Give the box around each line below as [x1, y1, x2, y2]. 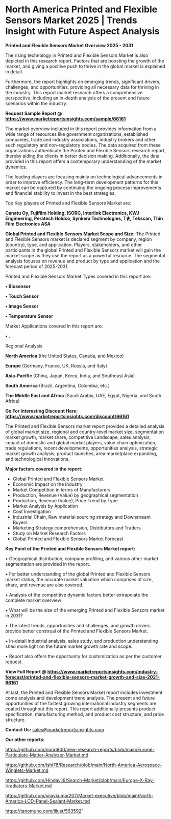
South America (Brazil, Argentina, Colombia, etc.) [5, 382, 110, 388]
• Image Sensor [5, 303, 39, 309]
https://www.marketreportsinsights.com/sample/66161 [5, 115, 126, 121]
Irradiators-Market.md [5, 783, 52, 789]
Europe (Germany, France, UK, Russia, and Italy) [5, 362, 107, 368]
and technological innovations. [5, 456, 70, 462]
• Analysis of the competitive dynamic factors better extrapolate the [5, 591, 149, 598]
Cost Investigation [12, 508, 51, 515]
